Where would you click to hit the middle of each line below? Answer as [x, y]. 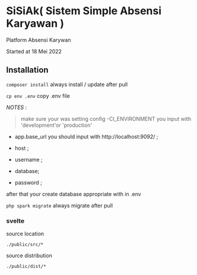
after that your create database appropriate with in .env [74, 194]
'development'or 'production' [56, 125]
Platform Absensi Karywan [39, 40]
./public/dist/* [26, 267]
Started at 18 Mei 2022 [34, 51]
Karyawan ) [35, 23]
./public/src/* [25, 245]
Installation [27, 70]
